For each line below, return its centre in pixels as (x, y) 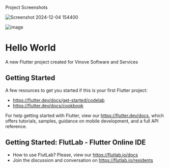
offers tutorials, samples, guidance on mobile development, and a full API (82, 121)
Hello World (31, 48)
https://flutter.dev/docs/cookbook (48, 105)
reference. (16, 126)
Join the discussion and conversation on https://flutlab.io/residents (83, 160)
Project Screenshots (26, 7)
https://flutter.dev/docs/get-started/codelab (59, 100)
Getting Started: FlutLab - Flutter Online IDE (76, 142)
